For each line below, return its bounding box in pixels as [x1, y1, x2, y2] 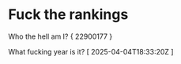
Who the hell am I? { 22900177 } [8, 32, 113, 41]
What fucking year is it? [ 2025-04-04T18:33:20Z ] [8, 47, 174, 56]
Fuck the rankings [8, 6, 129, 24]
